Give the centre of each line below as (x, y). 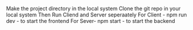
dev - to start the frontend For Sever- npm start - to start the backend (91, 21)
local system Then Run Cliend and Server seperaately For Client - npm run (97, 15)
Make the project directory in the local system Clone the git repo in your (94, 9)
